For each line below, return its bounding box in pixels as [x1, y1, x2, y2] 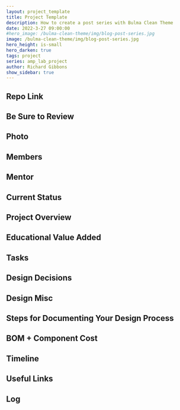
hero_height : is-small [6, 42, 62, 48]
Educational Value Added [6, 233, 102, 243]
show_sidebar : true [6, 69, 54, 75]
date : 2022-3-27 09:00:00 [6, 25, 70, 31]
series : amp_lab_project [6, 58, 67, 64]
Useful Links [6, 374, 53, 384]
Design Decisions [6, 273, 72, 283]
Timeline [6, 354, 40, 364]
